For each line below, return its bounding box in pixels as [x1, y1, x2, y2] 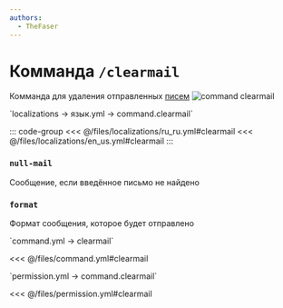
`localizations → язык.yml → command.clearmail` [9, 108, 193, 119]
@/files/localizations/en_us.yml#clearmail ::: [9, 135, 174, 146]
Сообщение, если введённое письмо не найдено [9, 176, 200, 187]
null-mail [9, 158, 53, 169]
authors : [9, 13, 43, 23]
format [9, 199, 39, 210]
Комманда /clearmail [9, 61, 180, 82]
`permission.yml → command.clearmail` [9, 271, 158, 282]
